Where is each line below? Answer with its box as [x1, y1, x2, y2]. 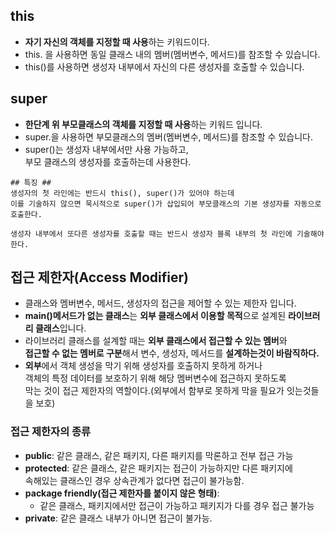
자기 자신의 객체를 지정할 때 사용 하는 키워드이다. [24, 35, 210, 48]
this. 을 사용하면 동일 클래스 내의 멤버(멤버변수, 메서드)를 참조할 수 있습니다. [24, 48, 321, 60]
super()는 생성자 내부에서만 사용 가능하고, [24, 143, 189, 155]
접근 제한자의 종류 [10, 425, 92, 439]
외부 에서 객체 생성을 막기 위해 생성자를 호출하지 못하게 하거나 [24, 360, 263, 372]
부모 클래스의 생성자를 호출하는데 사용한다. [24, 155, 192, 168]
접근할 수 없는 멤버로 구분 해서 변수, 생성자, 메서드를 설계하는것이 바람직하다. [24, 347, 320, 359]
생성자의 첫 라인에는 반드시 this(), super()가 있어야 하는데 [10, 188, 235, 198]
